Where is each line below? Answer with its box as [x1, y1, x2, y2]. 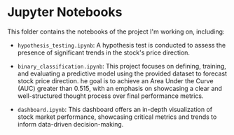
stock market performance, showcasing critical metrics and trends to [17, 113, 217, 121]
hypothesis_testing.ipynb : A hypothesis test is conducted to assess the [17, 41, 226, 49]
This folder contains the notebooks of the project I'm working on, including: [7, 27, 225, 36]
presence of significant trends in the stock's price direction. [17, 48, 191, 57]
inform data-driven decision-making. [17, 120, 124, 128]
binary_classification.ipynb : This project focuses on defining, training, [17, 62, 226, 70]
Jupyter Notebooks [7, 4, 123, 20]
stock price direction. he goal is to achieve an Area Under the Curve [17, 76, 214, 85]
